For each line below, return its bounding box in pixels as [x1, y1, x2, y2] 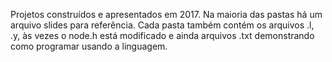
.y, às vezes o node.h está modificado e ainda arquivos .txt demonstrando [10, 30, 315, 41]
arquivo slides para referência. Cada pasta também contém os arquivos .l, [10, 19, 315, 31]
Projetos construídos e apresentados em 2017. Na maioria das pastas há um [10, 9, 323, 20]
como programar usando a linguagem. [10, 40, 168, 52]
